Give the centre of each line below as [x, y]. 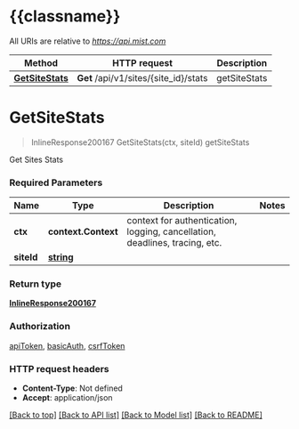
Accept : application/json [67, 398]
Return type [36, 284]
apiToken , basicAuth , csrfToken [67, 345]
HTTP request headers [59, 368]
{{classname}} [65, 16]
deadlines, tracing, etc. [174, 243]
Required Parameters [56, 182]
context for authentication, [182, 221]
